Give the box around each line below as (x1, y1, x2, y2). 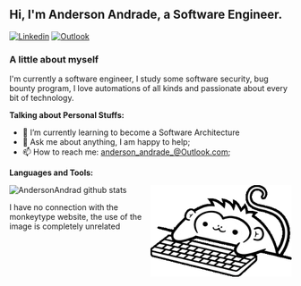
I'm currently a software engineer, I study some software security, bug (9, 73, 269, 84)
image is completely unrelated (9, 221, 121, 231)
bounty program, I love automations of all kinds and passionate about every (9, 83, 288, 94)
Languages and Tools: (9, 167, 94, 178)
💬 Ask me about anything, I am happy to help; (21, 137, 191, 147)
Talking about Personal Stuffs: (9, 110, 125, 121)
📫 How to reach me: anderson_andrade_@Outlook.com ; (21, 147, 231, 157)
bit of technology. (9, 93, 74, 104)
